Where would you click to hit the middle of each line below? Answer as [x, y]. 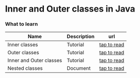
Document [79, 68]
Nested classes [25, 68]
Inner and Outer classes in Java [70, 9]
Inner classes [23, 45]
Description [80, 36]
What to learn [21, 24]
